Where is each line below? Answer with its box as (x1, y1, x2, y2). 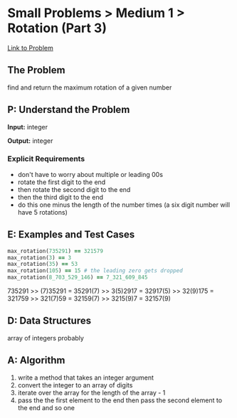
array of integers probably (7, 333, 84, 342)
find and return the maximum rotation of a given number (7, 83, 172, 92)
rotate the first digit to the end (17, 178, 106, 186)
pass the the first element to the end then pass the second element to (17, 396, 223, 404)
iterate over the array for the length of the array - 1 (17, 388, 166, 397)
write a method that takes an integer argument (17, 373, 154, 382)
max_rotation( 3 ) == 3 (7, 254, 72, 261)
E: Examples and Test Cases (7, 229, 135, 241)
